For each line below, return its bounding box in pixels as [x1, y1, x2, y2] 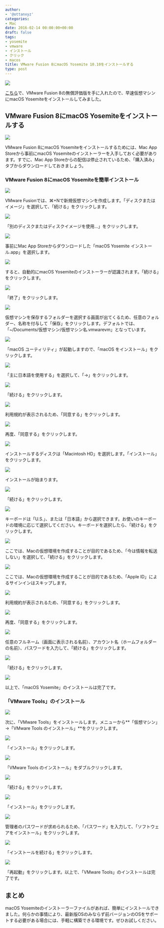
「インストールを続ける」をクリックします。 [5, 849, 95, 856]
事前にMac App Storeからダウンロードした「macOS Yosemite [5, 243, 130, 249]
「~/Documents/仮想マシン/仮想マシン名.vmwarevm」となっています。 [5, 327, 148, 332]
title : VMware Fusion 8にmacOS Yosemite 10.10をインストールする [5, 62, 134, 67]
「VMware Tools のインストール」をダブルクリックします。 [5, 765, 125, 771]
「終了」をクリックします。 [5, 295, 61, 300]
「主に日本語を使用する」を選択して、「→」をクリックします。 [5, 372, 131, 378]
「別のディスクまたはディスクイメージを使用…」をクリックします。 [5, 223, 141, 229]
